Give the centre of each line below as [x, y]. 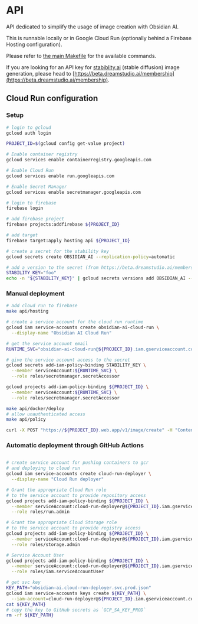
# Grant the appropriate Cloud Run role [57, 490]
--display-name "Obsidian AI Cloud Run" [62, 333]
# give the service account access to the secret [68, 360]
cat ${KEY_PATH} [26, 604]
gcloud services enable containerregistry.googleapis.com [79, 160]
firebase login [25, 208]
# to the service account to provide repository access [76, 495]
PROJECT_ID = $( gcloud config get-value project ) [66, 144]
